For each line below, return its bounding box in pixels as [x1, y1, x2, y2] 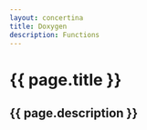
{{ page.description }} [9, 105, 139, 121]
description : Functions [9, 30, 100, 39]
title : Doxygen [9, 22, 68, 31]
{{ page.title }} [9, 69, 122, 90]
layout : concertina [9, 13, 84, 23]
